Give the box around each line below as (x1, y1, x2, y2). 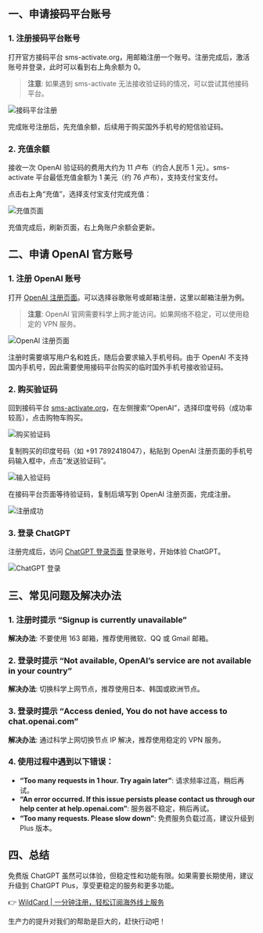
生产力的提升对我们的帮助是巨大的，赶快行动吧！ (8, 917, 166, 926)
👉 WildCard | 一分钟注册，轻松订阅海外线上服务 (8, 897, 164, 906)
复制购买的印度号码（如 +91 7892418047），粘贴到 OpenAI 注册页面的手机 (8, 446, 247, 455)
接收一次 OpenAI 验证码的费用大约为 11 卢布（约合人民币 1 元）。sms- (8, 162, 230, 172)
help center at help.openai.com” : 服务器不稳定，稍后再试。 (19, 804, 214, 813)
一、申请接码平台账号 (8, 7, 111, 21)
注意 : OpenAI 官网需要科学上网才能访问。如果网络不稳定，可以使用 (27, 309, 243, 319)
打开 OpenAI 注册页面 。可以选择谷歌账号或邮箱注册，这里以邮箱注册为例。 (8, 293, 249, 302)
